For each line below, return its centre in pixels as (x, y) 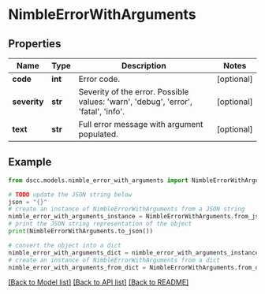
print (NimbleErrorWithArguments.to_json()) (81, 231)
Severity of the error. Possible (134, 92)
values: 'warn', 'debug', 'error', (136, 102)
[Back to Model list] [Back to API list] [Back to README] (99, 282)
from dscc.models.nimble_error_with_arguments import (99, 180)
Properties (35, 44)
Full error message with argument (141, 124)
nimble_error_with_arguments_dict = (68, 253)
